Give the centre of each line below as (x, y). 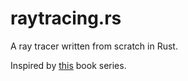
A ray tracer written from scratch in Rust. (94, 46)
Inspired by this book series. (68, 65)
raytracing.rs (66, 18)
